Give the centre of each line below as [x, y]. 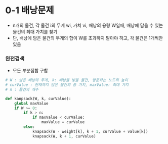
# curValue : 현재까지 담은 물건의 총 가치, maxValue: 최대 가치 [67, 85]
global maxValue [32, 103]
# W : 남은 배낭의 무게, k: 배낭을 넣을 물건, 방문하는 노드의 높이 [67, 80]
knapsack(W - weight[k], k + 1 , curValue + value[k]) [90, 131]
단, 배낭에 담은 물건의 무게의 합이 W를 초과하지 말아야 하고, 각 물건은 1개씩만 [88, 38]
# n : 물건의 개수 [22, 89]
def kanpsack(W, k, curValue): [38, 99]
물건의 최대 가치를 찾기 [35, 31]
